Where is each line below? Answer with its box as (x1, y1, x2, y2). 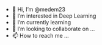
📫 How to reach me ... (12, 32, 69, 39)
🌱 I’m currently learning (12, 19, 71, 26)
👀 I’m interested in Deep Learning (12, 12, 97, 19)
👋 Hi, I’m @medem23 (12, 6, 66, 13)
